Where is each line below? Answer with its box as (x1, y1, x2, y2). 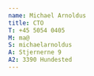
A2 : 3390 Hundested (8, 56, 73, 64)
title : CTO (8, 19, 44, 27)
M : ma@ (8, 33, 30, 42)
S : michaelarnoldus (8, 41, 73, 49)
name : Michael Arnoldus (8, 11, 87, 20)
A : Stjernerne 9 (8, 48, 62, 56)
